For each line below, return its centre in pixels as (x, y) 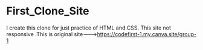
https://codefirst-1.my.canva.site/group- (147, 34)
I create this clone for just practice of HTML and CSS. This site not (89, 28)
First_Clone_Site (48, 11)
